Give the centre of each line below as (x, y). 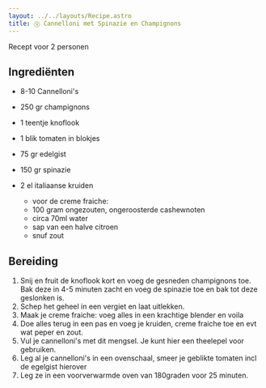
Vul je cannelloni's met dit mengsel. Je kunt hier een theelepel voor (132, 341)
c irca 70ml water (60, 219)
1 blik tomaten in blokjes (60, 139)
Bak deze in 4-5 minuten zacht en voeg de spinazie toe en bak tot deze (139, 289)
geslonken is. (42, 298)
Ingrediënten (42, 72)
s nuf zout (48, 236)
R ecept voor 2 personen (49, 46)
